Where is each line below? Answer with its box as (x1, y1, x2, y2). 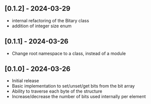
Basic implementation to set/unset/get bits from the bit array (11, 83, 135, 89)
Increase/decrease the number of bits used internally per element (11, 94, 146, 100)
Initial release (11, 78, 39, 84)
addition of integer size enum (11, 23, 72, 29)
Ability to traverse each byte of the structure (11, 88, 102, 94)
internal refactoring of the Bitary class (11, 17, 90, 23)
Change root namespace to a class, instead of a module (11, 50, 126, 56)
